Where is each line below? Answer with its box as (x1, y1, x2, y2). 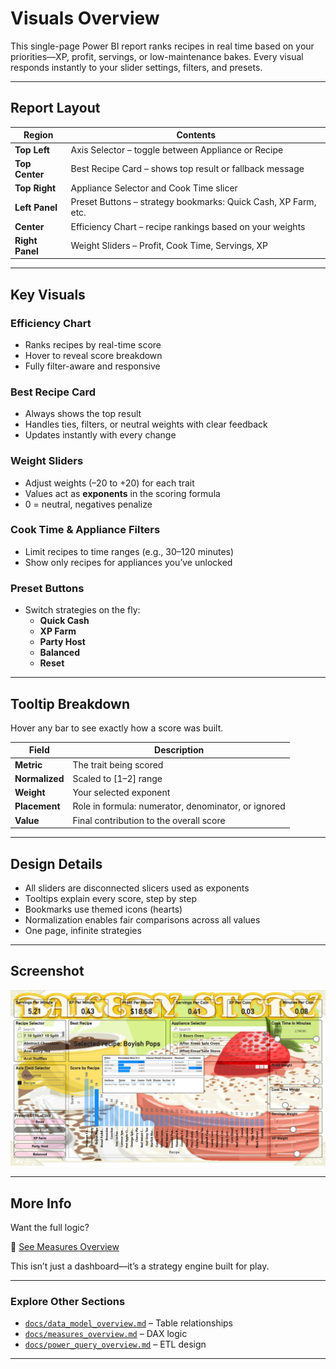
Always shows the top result (24, 408, 142, 420)
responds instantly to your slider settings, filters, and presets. (10, 61, 263, 73)
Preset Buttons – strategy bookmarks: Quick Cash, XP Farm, (70, 196, 317, 208)
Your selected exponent (72, 787, 171, 799)
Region (23, 129, 54, 141)
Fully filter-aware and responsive (24, 360, 161, 372)
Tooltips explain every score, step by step (24, 893, 197, 904)
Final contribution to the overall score (72, 814, 226, 826)
